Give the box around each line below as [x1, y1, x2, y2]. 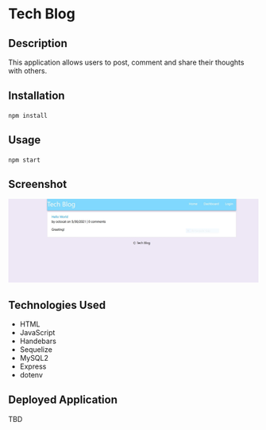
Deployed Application [8, 393, 118, 407]
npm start [8, 156, 41, 164]
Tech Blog [8, 5, 75, 23]
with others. [8, 66, 48, 76]
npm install [8, 111, 48, 119]
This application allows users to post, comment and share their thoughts [8, 57, 245, 67]
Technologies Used [8, 298, 106, 311]
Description [8, 37, 67, 50]
